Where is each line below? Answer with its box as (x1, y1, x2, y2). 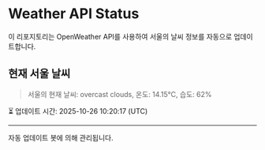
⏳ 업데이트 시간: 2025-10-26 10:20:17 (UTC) (8, 106, 148, 115)
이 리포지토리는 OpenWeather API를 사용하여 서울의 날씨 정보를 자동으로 (8, 32, 233, 41)
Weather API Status (8, 5, 140, 23)
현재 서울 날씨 (8, 67, 71, 81)
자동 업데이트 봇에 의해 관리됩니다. (8, 133, 114, 142)
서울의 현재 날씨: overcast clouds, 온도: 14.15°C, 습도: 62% (27, 89, 212, 99)
